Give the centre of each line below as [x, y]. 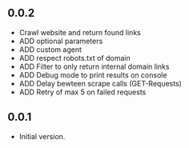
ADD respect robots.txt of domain [74, 58]
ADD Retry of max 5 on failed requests [82, 92]
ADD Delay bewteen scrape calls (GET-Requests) [100, 83]
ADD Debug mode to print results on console [93, 74]
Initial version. [42, 136]
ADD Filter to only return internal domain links [94, 66]
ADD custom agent [50, 49]
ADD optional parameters [61, 41]
